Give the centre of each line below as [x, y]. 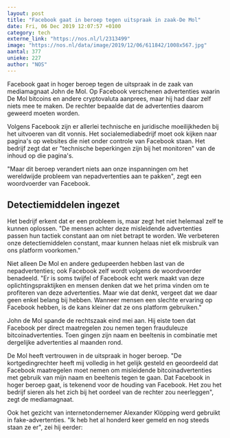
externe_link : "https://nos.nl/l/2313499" [69, 39]
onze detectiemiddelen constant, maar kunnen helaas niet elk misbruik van [113, 243]
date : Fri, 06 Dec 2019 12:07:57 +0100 [64, 26]
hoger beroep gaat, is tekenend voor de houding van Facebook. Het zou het [114, 385]
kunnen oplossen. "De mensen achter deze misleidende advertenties [105, 229]
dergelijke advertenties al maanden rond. [65, 343]
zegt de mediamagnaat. [41, 400]
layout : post [26, 13]
